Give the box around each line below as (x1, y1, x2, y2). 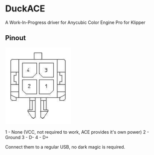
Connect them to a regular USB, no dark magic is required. (5, 144, 126, 150)
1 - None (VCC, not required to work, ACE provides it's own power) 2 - (5, 129, 150, 135)
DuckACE (5, 3, 45, 14)
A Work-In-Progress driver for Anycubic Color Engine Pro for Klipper (5, 19, 146, 25)
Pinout (5, 34, 26, 42)
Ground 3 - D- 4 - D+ (5, 134, 49, 140)
